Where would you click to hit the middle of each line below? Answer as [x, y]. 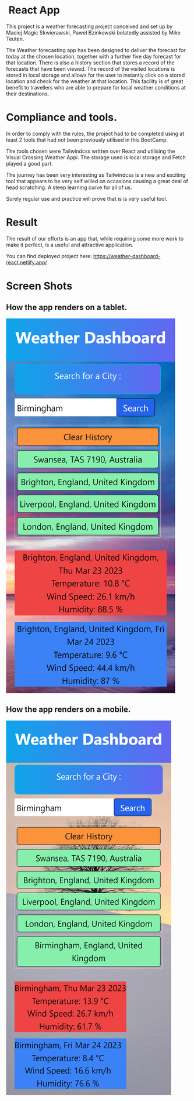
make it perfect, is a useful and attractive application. [70, 245]
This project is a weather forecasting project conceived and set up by [89, 26]
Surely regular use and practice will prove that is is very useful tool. [87, 198]
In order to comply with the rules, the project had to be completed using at [95, 133]
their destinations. [28, 94]
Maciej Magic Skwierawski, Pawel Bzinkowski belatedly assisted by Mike [93, 32]
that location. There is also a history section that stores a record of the [90, 63]
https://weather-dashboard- [127, 256]
